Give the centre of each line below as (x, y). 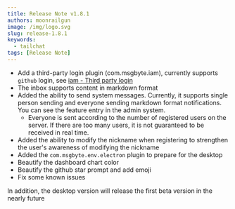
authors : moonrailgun (39, 20)
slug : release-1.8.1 (38, 33)
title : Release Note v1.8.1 (49, 14)
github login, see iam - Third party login (75, 80)
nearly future (26, 198)
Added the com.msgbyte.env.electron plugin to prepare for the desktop (120, 154)
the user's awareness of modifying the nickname (88, 147)
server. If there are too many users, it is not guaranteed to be (116, 125)
